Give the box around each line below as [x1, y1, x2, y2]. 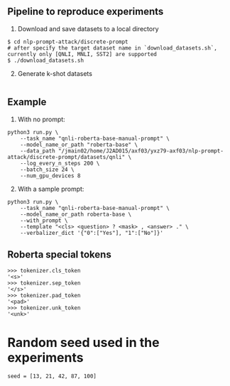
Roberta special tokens [7, 248, 111, 261]
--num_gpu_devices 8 [20, 172, 81, 180]
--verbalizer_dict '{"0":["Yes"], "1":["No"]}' [20, 229, 163, 236]
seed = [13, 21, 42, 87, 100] [7, 373, 97, 380]
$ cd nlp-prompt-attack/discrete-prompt [7, 38, 129, 45]
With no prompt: [17, 115, 65, 123]
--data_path [20, 147, 55, 155]
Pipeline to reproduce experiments [7, 6, 164, 18]
